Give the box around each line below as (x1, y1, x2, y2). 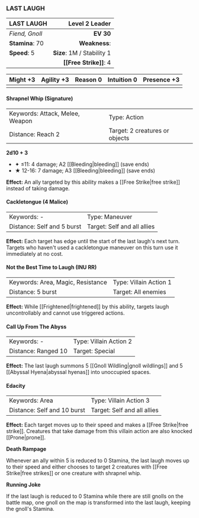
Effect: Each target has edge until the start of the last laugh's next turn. (6, 237, 180, 244)
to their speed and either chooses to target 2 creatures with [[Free (6, 463, 168, 470)
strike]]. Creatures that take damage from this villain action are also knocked (6, 428, 192, 435)
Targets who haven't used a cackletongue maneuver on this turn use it (6, 244, 178, 251)
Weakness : (79, 39, 111, 48)
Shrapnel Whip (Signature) (6, 95, 73, 102)
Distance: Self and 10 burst (9, 406, 85, 415)
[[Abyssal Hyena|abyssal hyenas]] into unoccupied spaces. (6, 369, 151, 376)
